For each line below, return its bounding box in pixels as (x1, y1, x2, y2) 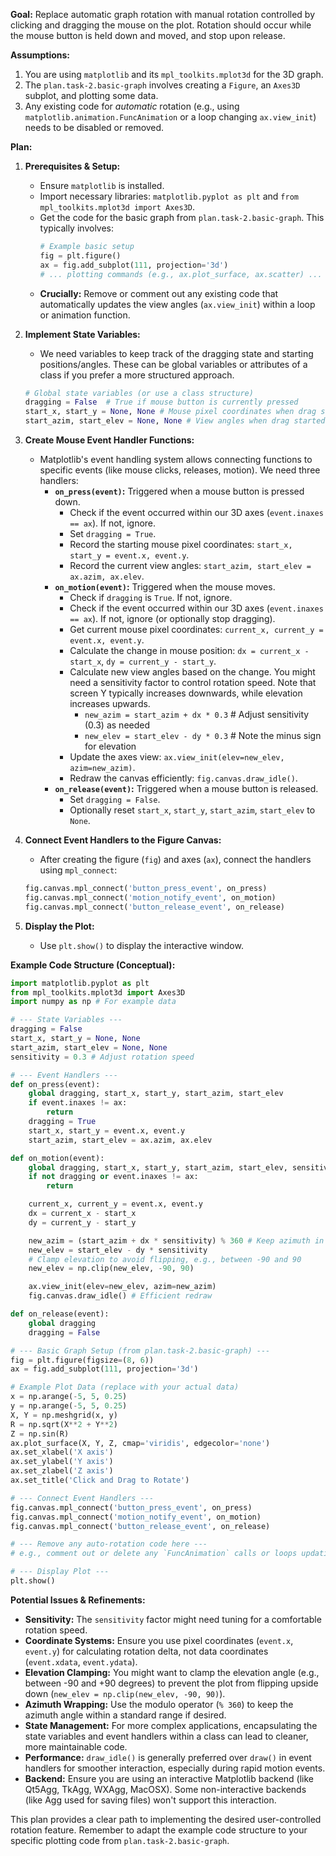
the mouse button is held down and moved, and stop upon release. (10, 30, 286, 41)
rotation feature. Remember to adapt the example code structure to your (10, 1824, 308, 1836)
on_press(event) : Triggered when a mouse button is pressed (54, 485, 305, 497)
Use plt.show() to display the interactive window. (39, 939, 244, 951)
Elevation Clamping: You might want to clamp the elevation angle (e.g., (24, 1666, 320, 1678)
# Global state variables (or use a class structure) (24, 388, 254, 398)
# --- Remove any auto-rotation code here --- (10, 1539, 208, 1549)
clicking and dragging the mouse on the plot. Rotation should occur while (10, 19, 312, 31)
